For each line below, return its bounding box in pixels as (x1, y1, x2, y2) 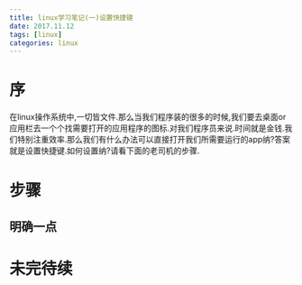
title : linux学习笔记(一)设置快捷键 (9, 13, 133, 23)
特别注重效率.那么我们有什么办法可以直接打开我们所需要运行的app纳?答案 (16, 134, 291, 145)
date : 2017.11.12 (9, 22, 75, 31)
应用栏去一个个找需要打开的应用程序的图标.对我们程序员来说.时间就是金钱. (9, 123, 286, 133)
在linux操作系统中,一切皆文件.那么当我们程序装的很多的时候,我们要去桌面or (9, 112, 287, 123)
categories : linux (9, 38, 78, 48)
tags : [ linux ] (9, 30, 63, 39)
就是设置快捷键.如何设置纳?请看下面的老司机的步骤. (9, 145, 200, 156)
